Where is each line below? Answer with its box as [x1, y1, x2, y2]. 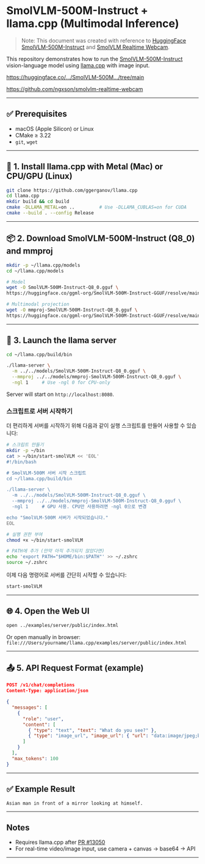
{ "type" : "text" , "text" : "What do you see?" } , [28, 727, 157, 733]
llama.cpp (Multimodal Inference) [6, 16, 179, 31]
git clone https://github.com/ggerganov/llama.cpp [6, 187, 138, 193]
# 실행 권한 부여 [6, 531, 43, 538]
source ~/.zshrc [6, 560, 48, 566]
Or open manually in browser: [6, 633, 81, 640]
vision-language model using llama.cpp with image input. [6, 62, 150, 69]
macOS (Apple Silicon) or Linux [15, 125, 94, 132]
